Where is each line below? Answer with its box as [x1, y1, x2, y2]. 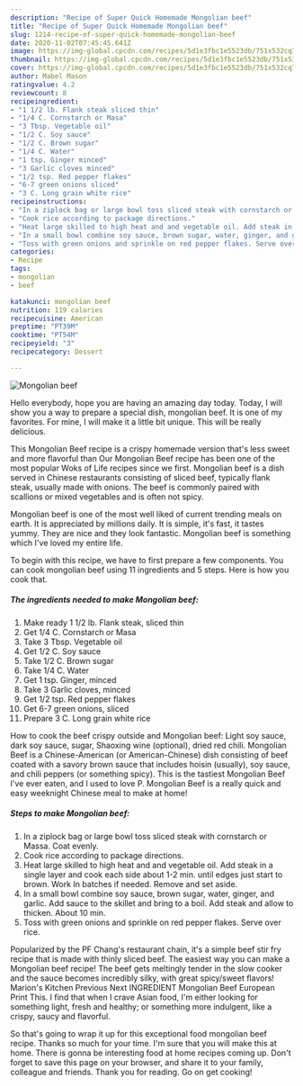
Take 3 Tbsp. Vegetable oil [22, 636, 122, 647]
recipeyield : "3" [10, 339, 76, 348]
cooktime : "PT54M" [10, 330, 79, 340]
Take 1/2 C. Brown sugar [22, 655, 114, 666]
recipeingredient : [10, 96, 79, 106]
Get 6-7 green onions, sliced [22, 703, 129, 714]
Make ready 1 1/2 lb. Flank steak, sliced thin [22, 617, 184, 628]
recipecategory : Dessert [10, 347, 103, 356]
